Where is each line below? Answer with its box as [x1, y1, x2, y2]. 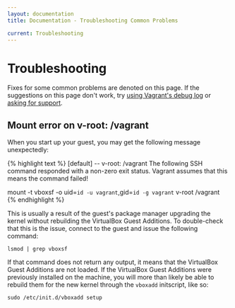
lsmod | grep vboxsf [7, 246, 68, 253]
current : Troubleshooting [7, 30, 83, 37]
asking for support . [7, 98, 63, 107]
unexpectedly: [7, 146, 49, 154]
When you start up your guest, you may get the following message [7, 138, 201, 147]
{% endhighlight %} [7, 195, 65, 204]
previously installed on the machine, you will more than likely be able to [7, 273, 215, 282]
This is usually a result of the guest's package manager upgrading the [7, 210, 211, 218]
